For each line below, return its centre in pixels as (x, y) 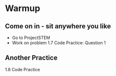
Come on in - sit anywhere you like (58, 26)
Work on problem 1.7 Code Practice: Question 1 (59, 43)
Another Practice (31, 58)
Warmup (22, 8)
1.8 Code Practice (22, 69)
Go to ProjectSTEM (31, 38)
